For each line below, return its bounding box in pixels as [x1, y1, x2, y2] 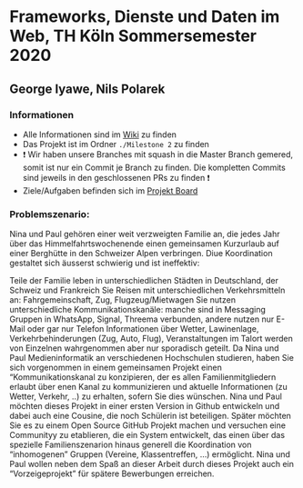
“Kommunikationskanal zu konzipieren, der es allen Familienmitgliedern [9, 372, 277, 383]
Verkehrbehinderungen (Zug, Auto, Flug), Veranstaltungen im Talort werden [9, 334, 293, 344]
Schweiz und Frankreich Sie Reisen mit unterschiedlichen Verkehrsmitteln [9, 284, 286, 296]
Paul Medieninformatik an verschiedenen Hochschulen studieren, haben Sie [9, 353, 294, 364]
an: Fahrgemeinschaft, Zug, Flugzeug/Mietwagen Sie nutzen [9, 294, 237, 305]
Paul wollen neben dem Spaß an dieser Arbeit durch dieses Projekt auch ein [9, 459, 294, 470]
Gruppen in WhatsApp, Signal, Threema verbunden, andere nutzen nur [9, 314, 275, 324]
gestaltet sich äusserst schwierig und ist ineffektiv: [9, 257, 200, 269]
